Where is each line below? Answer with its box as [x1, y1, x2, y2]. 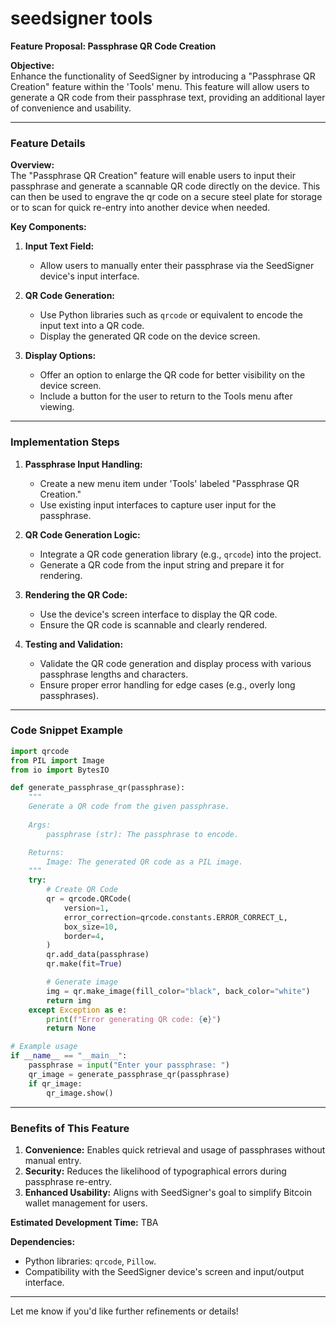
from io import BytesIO [10, 765, 110, 775]
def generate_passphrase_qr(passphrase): [10, 783, 186, 793]
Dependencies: [10, 1235, 76, 1247]
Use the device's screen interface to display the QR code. [39, 608, 278, 620]
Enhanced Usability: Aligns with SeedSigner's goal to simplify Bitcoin [24, 1186, 313, 1198]
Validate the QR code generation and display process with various [39, 657, 312, 669]
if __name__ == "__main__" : [10, 1051, 128, 1061]
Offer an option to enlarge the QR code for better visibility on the [39, 369, 306, 381]
